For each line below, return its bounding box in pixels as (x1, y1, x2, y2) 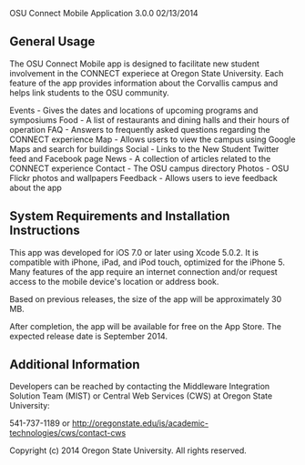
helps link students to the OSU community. (9, 86, 170, 98)
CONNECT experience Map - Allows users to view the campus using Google (9, 134, 296, 145)
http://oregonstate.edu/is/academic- (71, 418, 209, 429)
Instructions (9, 223, 80, 238)
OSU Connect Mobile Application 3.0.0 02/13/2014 (9, 8, 198, 18)
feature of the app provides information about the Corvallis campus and (9, 77, 279, 88)
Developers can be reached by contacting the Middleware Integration (9, 381, 270, 392)
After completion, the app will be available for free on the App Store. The (9, 320, 282, 331)
